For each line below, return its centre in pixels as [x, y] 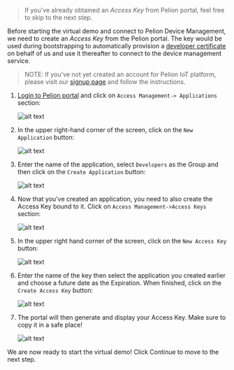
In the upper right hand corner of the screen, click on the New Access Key [122, 241]
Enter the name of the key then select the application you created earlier [121, 275]
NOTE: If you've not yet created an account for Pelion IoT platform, [120, 74]
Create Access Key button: [55, 290]
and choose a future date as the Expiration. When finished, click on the [119, 283]
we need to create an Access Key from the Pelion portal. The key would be [115, 38]
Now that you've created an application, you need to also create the [115, 199]
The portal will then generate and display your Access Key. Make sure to [122, 317]
